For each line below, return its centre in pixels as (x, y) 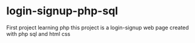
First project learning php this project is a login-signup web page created (98, 27)
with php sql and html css (39, 33)
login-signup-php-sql (62, 11)
